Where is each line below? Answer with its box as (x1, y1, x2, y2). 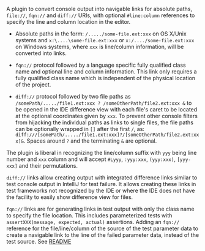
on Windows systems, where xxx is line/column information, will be (15, 43, 184, 50)
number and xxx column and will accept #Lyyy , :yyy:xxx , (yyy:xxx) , (6, 155, 176, 163)
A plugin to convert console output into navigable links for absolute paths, (6, 6, 193, 12)
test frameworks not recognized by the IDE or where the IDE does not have (6, 187, 195, 194)
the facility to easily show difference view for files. (6, 193, 133, 201)
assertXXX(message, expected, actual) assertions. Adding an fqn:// (6, 219, 179, 225)
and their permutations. (18, 162, 78, 169)
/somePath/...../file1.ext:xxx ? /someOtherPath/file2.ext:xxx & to (15, 99, 192, 107)
